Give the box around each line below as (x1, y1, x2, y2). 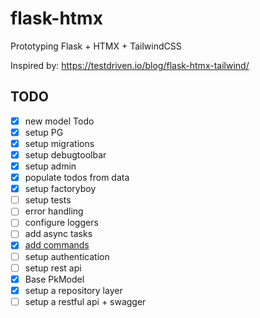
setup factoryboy (24, 183, 97, 195)
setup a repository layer (24, 284, 123, 296)
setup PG (24, 126, 64, 138)
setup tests (24, 194, 72, 206)
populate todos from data (24, 172, 130, 184)
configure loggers (24, 217, 99, 229)
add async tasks (24, 228, 93, 240)
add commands (24, 239, 90, 251)
